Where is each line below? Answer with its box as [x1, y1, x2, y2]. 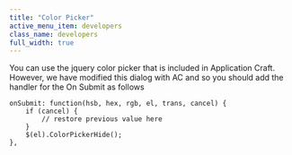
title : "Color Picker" [9, 13, 94, 22]
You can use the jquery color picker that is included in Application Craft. [9, 63, 276, 73]
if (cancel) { [25, 107, 78, 116]
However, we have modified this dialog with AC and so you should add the [9, 73, 285, 83]
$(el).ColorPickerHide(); [25, 131, 123, 140]
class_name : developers [9, 30, 99, 39]
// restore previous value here [41, 115, 164, 124]
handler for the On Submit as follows [9, 82, 146, 92]
